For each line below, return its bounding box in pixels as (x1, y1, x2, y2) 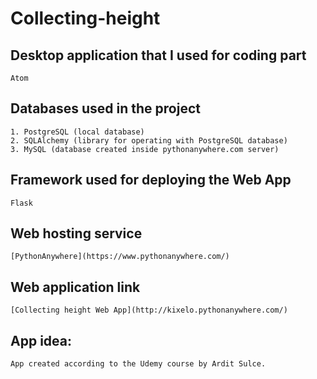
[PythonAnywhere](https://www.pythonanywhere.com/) (10, 252, 230, 262)
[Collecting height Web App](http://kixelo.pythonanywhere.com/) (10, 305, 288, 316)
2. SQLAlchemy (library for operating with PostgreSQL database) (10, 135, 288, 146)
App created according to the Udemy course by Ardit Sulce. (10, 359, 267, 369)
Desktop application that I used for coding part (10, 47, 307, 64)
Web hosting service (10, 225, 143, 242)
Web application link (10, 278, 141, 296)
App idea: (10, 332, 72, 349)
